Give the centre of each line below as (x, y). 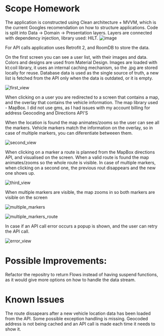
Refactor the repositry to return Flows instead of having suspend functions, (82, 274)
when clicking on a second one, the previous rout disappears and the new (80, 168)
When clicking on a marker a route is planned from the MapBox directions (80, 152)
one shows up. (20, 173)
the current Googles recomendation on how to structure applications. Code (82, 27)
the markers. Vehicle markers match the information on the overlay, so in (79, 128)
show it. (13, 329)
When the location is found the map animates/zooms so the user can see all (82, 122)
